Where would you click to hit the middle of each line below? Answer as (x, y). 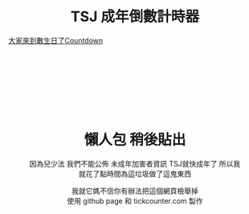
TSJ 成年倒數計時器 (135, 17)
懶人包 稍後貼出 (135, 140)
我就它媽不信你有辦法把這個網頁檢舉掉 (135, 191)
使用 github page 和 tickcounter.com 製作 (135, 200)
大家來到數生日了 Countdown (56, 40)
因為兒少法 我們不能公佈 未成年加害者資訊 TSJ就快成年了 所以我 (135, 163)
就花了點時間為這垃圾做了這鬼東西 (135, 174)
